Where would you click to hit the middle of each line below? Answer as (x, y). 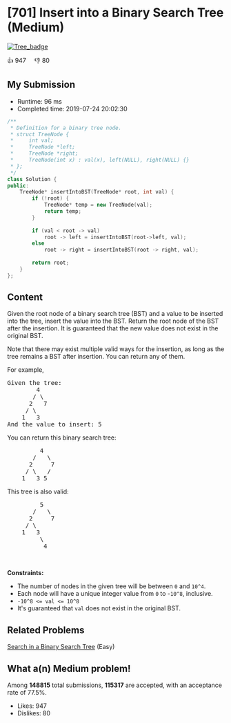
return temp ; (62, 212)
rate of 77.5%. (27, 693)
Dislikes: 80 (33, 713)
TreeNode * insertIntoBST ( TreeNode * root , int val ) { (97, 192)
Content (25, 298)
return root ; (51, 263)
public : (18, 186)
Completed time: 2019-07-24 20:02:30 (72, 109)
